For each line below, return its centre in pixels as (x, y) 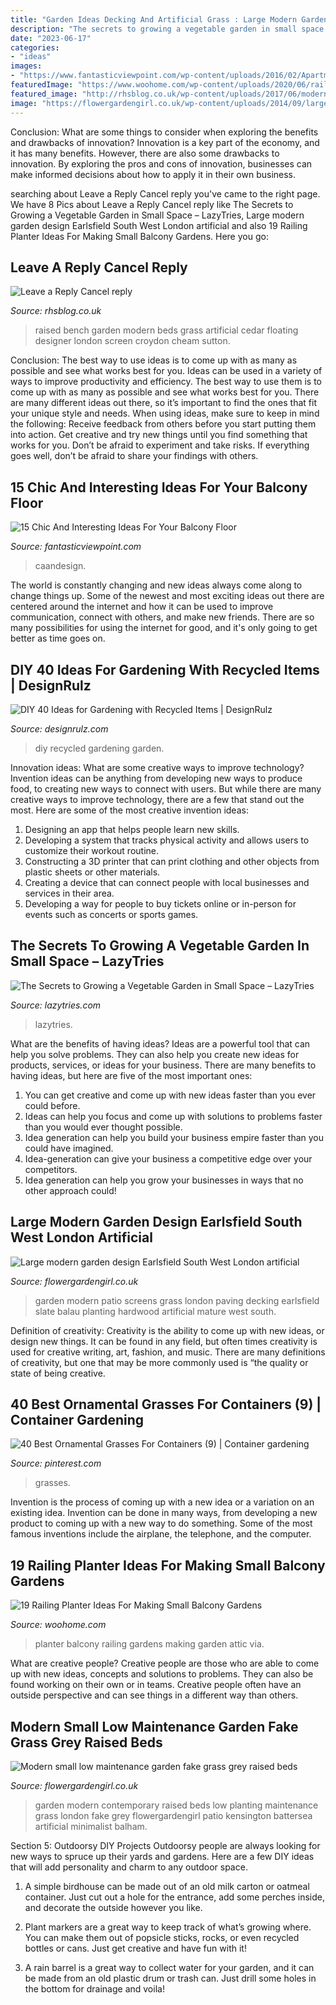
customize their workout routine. (91, 850)
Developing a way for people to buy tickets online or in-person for (160, 903)
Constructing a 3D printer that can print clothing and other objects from (172, 861)
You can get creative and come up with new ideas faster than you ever (170, 1095)
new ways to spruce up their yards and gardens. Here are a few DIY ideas (162, 1856)
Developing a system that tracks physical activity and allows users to (167, 840)
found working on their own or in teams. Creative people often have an (156, 1685)
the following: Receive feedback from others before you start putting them (163, 424)
